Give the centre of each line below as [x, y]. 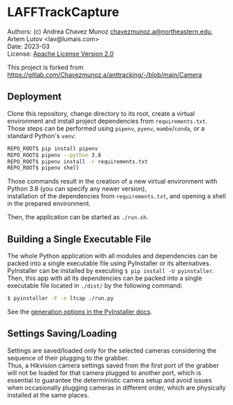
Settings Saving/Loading [62, 333]
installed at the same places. [48, 395]
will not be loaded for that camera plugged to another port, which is [104, 373]
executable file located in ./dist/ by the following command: [95, 286]
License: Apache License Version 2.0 [60, 54]
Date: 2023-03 [29, 46]
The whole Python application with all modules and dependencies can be [112, 256]
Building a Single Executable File [79, 239]
